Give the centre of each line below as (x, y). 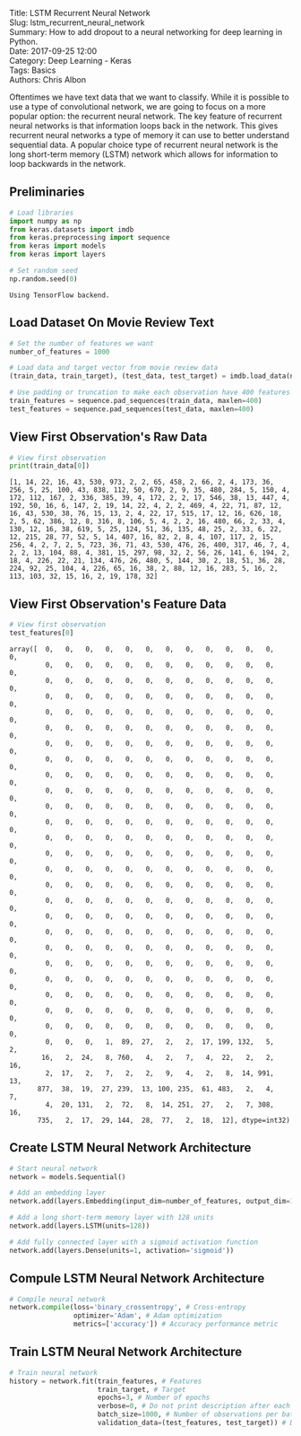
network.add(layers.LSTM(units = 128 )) (80, 1226)
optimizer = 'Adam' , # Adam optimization (147, 1316)
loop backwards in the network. (68, 164)
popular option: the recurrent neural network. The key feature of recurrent (146, 116)
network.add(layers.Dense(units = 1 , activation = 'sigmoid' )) (122, 1250)
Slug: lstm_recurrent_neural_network (77, 22)
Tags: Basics (33, 70)
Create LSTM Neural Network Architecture (130, 1148)
